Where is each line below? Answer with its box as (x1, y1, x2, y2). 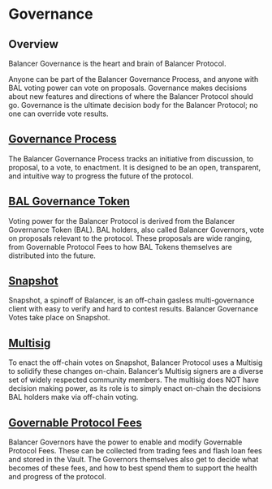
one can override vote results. (8, 109, 109, 118)
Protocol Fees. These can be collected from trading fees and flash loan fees (8, 446, 262, 456)
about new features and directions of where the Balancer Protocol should (8, 92, 253, 101)
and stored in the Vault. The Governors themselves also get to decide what (8, 455, 259, 465)
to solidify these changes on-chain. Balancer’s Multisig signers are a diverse (8, 367, 264, 376)
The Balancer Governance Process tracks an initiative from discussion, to (8, 153, 254, 163)
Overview (8, 37, 59, 51)
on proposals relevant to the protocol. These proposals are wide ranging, (8, 233, 253, 243)
